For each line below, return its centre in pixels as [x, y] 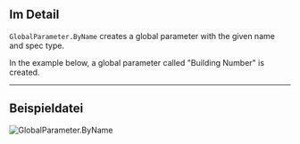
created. [25, 72]
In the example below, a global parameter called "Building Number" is [137, 62]
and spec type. [37, 45]
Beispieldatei [46, 109]
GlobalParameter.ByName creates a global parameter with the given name [142, 36]
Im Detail [34, 15]
